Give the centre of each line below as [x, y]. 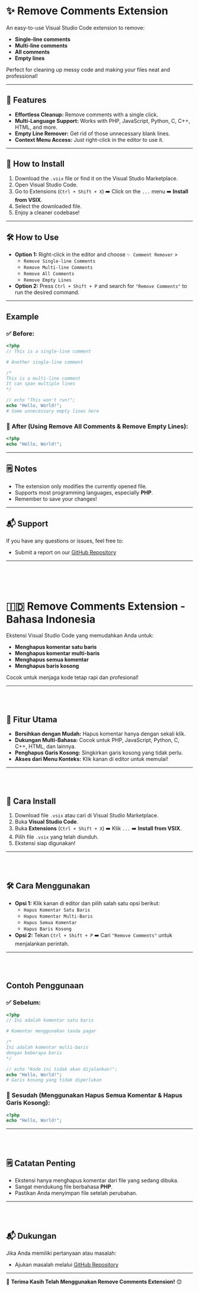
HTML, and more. [36, 127]
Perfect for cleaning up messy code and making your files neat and [88, 69]
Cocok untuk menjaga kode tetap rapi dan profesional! [73, 677]
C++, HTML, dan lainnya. [45, 747]
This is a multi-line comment [44, 378]
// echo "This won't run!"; [41, 400]
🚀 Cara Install [31, 801]
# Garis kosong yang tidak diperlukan [54, 1080]
